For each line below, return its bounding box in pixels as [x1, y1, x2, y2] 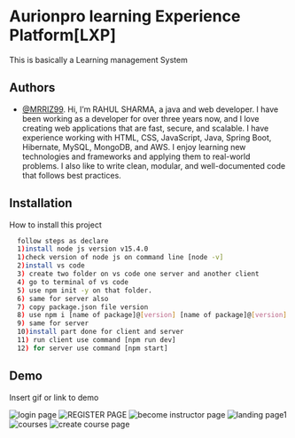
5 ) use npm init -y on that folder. [17, 286, 152, 295]
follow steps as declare [17, 236, 109, 245]
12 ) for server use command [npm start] [17, 344, 168, 353]
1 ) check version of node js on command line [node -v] [17, 253, 224, 262]
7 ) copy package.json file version [17, 302, 149, 312]
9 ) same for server [17, 319, 89, 328]
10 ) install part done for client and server [17, 327, 184, 337]
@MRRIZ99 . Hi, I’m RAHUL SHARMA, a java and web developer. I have [21, 104, 279, 115]
